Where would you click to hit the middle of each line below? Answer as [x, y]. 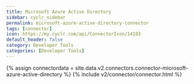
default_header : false [35, 40]
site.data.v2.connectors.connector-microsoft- [132, 68]
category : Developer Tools [40, 46]
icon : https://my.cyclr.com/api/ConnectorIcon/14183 [74, 34]
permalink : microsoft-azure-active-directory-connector [77, 23]
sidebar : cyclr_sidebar [36, 17]
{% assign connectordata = [40, 68]
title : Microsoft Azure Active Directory [59, 12]
